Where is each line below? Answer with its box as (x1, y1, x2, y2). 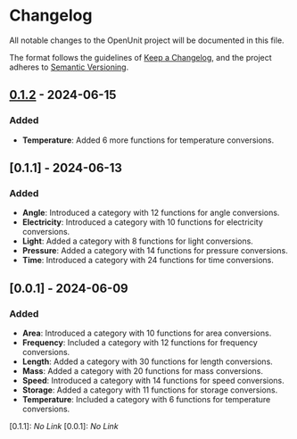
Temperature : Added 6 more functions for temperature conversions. (21, 135, 275, 145)
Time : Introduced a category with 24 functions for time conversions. (21, 255, 274, 266)
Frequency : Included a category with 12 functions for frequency (21, 337, 259, 348)
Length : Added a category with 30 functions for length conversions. (21, 356, 274, 367)
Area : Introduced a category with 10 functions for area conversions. (21, 327, 272, 338)
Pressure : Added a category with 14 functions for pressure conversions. (21, 245, 288, 256)
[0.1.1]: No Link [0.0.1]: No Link (9, 421, 119, 431)
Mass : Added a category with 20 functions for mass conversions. (21, 366, 263, 376)
